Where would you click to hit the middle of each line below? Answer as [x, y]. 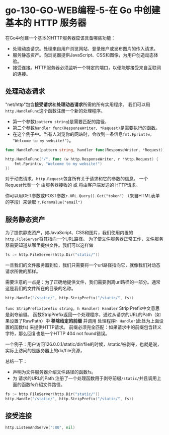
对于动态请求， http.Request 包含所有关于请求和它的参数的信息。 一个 [77, 179]
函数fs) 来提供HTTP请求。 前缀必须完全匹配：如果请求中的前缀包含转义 [88, 327]
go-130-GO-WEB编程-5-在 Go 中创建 [83, 10]
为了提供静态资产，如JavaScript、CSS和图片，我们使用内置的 [69, 233]
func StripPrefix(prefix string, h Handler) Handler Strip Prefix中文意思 [82, 308]
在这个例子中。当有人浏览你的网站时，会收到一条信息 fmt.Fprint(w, [82, 134]
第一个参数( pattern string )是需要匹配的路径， [61, 121]
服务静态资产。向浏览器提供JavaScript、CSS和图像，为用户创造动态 [83, 55]
